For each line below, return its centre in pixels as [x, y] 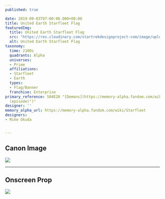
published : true [22, 10]
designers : [16, 115]
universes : [21, 60]
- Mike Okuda [18, 119]
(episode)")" [23, 101]
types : [16, 83]
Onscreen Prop [29, 180]
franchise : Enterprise [33, 92]
